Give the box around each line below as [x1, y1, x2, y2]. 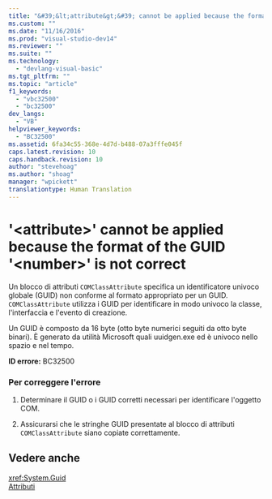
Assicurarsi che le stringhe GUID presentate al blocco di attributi [19, 419, 235, 428]
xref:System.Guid [8, 472, 66, 483]
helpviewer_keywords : [8, 125, 82, 133]
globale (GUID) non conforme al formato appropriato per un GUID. [8, 290, 228, 300]
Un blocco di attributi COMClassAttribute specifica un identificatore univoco [8, 282, 260, 291]
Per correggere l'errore [8, 376, 101, 388]
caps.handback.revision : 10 [8, 155, 104, 163]
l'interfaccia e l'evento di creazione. [8, 308, 128, 317]
